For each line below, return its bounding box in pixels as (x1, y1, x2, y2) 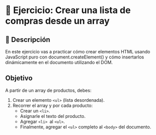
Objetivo (5, 74, 33, 83)
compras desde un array (5, 15, 110, 27)
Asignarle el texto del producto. (20, 113, 86, 119)
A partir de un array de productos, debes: (5, 87, 92, 93)
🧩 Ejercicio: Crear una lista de (5, 5, 131, 16)
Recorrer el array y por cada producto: (12, 102, 93, 108)
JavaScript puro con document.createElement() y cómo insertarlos (5, 54, 144, 60)
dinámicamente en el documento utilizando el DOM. (5, 59, 113, 65)
